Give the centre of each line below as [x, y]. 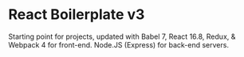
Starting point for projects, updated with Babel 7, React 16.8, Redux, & [122, 36]
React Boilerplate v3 [77, 15]
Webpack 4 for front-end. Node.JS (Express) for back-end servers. [119, 44]
